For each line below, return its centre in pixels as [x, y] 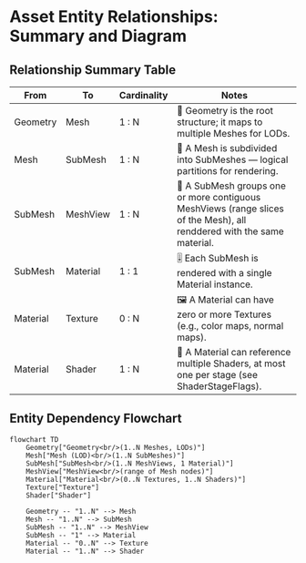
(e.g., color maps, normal [230, 326]
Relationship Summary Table [92, 70]
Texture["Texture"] [63, 487]
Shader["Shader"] [59, 495]
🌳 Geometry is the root [225, 111]
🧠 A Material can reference [234, 352]
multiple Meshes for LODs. [234, 133]
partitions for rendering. [228, 171]
